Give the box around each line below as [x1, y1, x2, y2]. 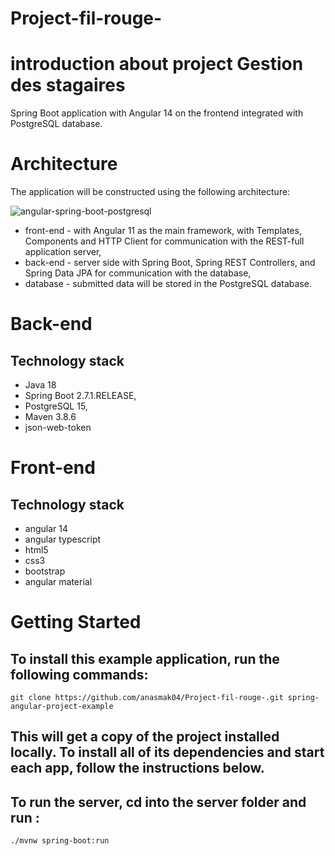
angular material [24, 576, 93, 588]
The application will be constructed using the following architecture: [10, 186, 291, 198]
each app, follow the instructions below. [10, 760, 265, 777]
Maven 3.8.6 [24, 411, 77, 423]
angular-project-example [10, 702, 114, 712]
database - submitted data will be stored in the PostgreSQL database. [24, 278, 312, 290]
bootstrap [24, 565, 66, 577]
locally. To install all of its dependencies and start [10, 744, 325, 761]
